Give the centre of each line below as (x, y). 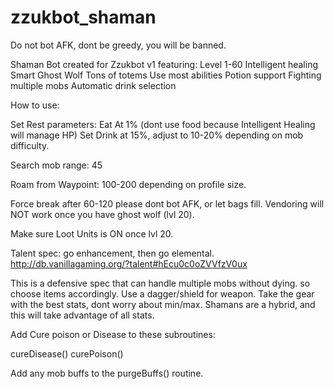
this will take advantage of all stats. (82, 315)
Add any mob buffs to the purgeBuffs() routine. (107, 373)
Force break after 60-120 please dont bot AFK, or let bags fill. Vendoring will (167, 203)
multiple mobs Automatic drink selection (93, 85)
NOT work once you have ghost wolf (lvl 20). (102, 214)
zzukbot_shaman (83, 17)
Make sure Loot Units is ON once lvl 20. (92, 233)
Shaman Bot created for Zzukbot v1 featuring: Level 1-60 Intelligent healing (164, 64)
